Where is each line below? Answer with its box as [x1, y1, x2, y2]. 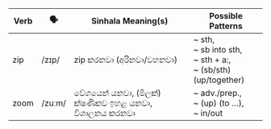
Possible [209, 10, 244, 21]
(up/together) [193, 74, 245, 85]
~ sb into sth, [193, 44, 243, 55]
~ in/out [193, 108, 223, 119]
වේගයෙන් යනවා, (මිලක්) [73, 88, 161, 98]
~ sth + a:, [193, 54, 231, 65]
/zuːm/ [41, 98, 66, 108]
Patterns [209, 20, 244, 31]
